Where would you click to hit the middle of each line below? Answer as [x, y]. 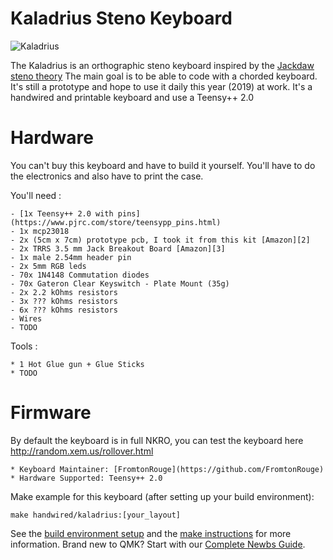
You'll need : [36, 195]
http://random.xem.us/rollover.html [82, 451]
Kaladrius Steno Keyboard [121, 18]
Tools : [24, 346]
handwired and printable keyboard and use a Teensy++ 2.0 [132, 97]
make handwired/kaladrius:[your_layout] [96, 515]
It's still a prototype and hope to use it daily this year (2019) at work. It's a [161, 86]
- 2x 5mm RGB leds [48, 266]
